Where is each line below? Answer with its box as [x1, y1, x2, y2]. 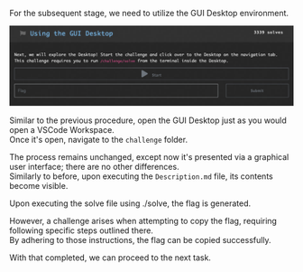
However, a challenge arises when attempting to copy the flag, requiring [9, 216, 278, 227]
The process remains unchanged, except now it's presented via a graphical [9, 152, 289, 163]
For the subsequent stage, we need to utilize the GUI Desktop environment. [9, 8, 289, 18]
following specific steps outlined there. [9, 225, 153, 236]
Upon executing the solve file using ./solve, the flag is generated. [9, 198, 251, 209]
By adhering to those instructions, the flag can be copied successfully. [9, 235, 272, 246]
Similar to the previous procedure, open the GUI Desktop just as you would [9, 115, 287, 126]
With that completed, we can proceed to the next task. [9, 252, 212, 263]
